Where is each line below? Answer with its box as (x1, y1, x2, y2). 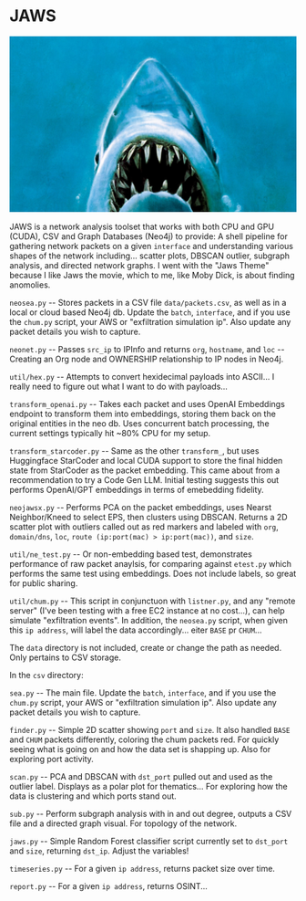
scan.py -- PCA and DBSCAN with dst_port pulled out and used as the (9, 770, 273, 781)
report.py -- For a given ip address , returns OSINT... (9, 880, 208, 891)
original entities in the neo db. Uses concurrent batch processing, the (9, 417, 270, 429)
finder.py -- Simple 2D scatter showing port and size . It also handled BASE (9, 724, 291, 735)
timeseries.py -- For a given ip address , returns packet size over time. (9, 863, 276, 874)
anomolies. (9, 279, 51, 290)
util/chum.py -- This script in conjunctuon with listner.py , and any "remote (9, 595, 296, 606)
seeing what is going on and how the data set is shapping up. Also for (9, 743, 271, 754)
